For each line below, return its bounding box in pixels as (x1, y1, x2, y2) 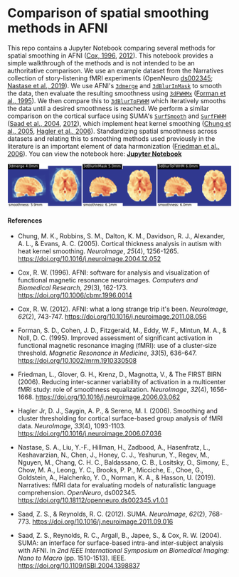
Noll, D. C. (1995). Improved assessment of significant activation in (17, 334, 213, 342)
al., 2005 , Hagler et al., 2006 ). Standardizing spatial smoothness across (7, 127, 218, 135)
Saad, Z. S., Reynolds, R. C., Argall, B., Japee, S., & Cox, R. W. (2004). (17, 531, 222, 540)
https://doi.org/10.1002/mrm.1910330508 (17, 356, 137, 365)
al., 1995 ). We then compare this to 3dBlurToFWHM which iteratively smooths (7, 96, 226, 105)
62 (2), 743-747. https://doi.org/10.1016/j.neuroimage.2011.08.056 (17, 312, 207, 321)
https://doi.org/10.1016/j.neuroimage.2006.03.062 (35, 393, 180, 401)
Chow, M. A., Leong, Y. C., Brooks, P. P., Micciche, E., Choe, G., (17, 466, 204, 475)
